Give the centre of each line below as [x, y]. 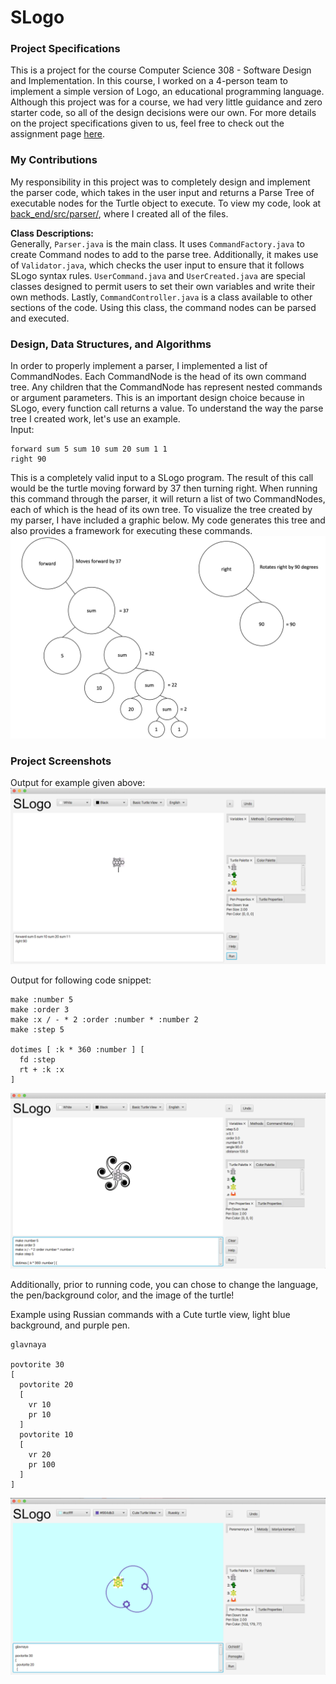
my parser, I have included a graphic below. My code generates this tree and [168, 520]
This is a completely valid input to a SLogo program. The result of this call [162, 478]
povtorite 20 [46, 1385]
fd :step [37, 1059]
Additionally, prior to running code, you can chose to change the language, [164, 1285]
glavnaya [28, 1345]
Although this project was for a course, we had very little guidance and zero [166, 102]
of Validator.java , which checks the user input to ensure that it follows [157, 265]
